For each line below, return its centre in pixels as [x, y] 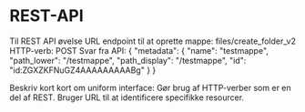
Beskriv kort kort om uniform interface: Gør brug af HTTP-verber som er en [150, 87]
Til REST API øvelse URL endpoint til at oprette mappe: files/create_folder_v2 [152, 41]
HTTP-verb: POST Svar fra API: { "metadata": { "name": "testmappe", [139, 50]
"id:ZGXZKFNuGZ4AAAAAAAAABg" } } [83, 70]
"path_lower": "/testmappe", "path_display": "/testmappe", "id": [128, 60]
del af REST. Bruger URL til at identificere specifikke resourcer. [127, 97]
